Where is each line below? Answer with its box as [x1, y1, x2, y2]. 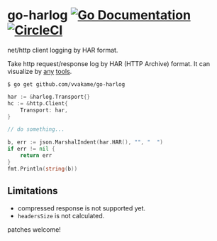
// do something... [7, 126, 65, 133]
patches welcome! [7, 225, 62, 234]
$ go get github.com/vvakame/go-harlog [7, 80, 126, 88]
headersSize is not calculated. [17, 211, 105, 220]
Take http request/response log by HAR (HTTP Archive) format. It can [7, 59, 211, 68]
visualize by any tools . [7, 67, 72, 75]
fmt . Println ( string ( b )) [7, 165, 78, 172]
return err [20, 152, 52, 159]
